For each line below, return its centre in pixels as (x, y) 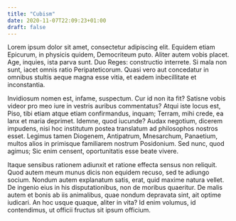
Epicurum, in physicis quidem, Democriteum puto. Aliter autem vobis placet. (118, 55)
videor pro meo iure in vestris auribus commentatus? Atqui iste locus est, (114, 106)
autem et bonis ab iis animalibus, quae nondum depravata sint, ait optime (114, 195)
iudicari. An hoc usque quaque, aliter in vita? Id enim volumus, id (102, 203)
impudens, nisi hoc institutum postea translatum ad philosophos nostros (113, 129)
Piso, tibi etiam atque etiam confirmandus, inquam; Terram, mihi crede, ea (116, 113)
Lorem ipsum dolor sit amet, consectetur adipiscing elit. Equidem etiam (111, 47)
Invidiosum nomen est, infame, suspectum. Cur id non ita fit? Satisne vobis (117, 98)
